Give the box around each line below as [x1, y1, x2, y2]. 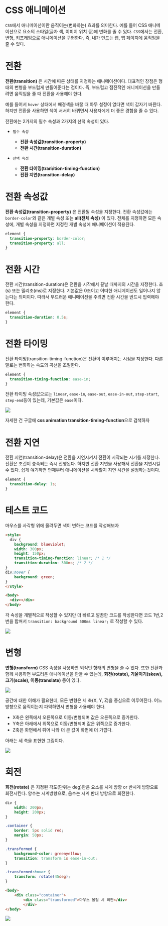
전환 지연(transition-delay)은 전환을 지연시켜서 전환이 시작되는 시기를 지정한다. [5, 454, 160, 460]
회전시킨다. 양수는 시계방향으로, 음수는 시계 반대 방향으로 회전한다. [5, 790, 135, 796]
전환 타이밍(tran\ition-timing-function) [20, 165, 100, 171]
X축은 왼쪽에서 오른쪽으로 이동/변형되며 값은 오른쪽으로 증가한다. [12, 714, 139, 720]
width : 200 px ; [14, 805, 44, 810]
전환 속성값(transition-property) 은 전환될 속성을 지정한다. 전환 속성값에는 [5, 209, 153, 215]
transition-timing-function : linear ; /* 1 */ [14, 556, 111, 561]
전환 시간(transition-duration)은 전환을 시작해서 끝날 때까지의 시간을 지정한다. [5, 281, 158, 287]
